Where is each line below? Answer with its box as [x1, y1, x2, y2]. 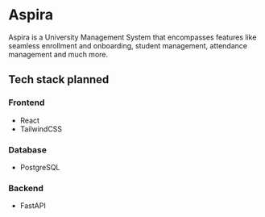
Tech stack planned [8, 73, 110, 86]
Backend [8, 182, 44, 194]
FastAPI [19, 201, 46, 211]
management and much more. [8, 49, 109, 59]
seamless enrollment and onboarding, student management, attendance [8, 40, 248, 50]
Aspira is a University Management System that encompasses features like [8, 32, 257, 42]
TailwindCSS [19, 123, 63, 134]
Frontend [8, 97, 45, 108]
